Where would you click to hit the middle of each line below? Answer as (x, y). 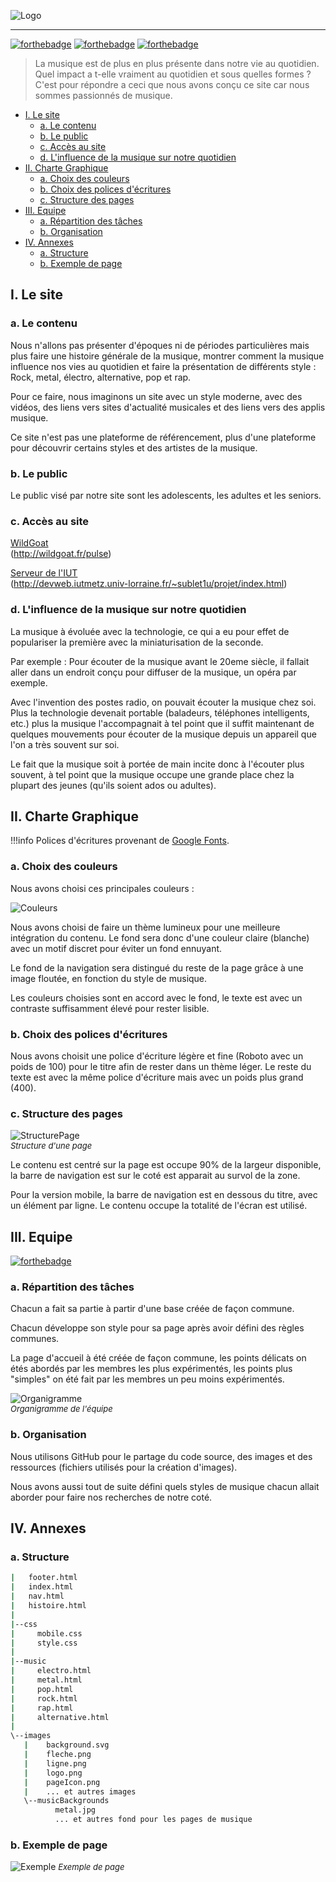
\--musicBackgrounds (66, 1801)
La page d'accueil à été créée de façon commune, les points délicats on (158, 1358)
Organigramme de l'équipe (61, 1409)
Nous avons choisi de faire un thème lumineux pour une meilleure (145, 927)
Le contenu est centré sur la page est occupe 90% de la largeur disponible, (166, 1165)
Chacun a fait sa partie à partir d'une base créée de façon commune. (152, 1309)
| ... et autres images (80, 1791)
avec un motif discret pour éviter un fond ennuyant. (116, 948)
